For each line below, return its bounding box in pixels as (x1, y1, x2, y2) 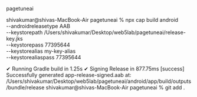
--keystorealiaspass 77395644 (6, 54, 81, 61)
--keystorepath (6, 29, 43, 36)
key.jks (6, 35, 24, 42)
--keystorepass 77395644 (6, 41, 71, 48)
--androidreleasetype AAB (6, 23, 71, 29)
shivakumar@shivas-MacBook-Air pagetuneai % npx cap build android (6, 16, 179, 23)
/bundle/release (6, 84, 45, 91)
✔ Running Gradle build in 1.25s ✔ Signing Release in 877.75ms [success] (6, 65, 185, 72)
